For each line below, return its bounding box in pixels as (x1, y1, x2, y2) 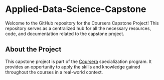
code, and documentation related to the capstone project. (5, 30, 124, 36)
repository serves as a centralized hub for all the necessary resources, (5, 25, 151, 31)
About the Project (5, 45, 62, 53)
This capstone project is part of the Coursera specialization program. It (5, 58, 152, 64)
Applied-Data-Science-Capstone (5, 3, 146, 15)
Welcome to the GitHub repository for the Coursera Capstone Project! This (5, 20, 159, 26)
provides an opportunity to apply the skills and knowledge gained (5, 63, 140, 69)
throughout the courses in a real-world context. (5, 69, 103, 75)
